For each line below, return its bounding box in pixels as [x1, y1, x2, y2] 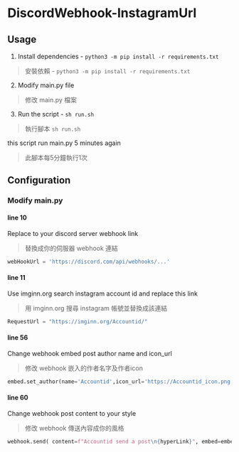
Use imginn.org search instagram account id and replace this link [7, 289, 198, 298]
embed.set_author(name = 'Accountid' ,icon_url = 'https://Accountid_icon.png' [7, 378, 234, 385]
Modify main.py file [17, 81, 75, 90]
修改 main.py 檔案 [24, 96, 77, 104]
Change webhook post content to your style [7, 409, 137, 417]
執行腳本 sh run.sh [24, 124, 81, 133]
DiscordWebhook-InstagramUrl [7, 5, 197, 21]
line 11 [7, 273, 26, 281]
